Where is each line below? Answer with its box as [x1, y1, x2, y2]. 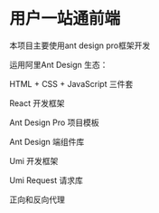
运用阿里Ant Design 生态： [9, 59, 108, 70]
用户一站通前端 [9, 8, 121, 29]
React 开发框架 [9, 97, 65, 109]
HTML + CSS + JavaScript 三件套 [9, 78, 134, 89]
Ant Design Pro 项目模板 [9, 117, 99, 128]
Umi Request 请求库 [9, 174, 83, 186]
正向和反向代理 [9, 194, 65, 205]
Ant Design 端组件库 [9, 136, 85, 147]
